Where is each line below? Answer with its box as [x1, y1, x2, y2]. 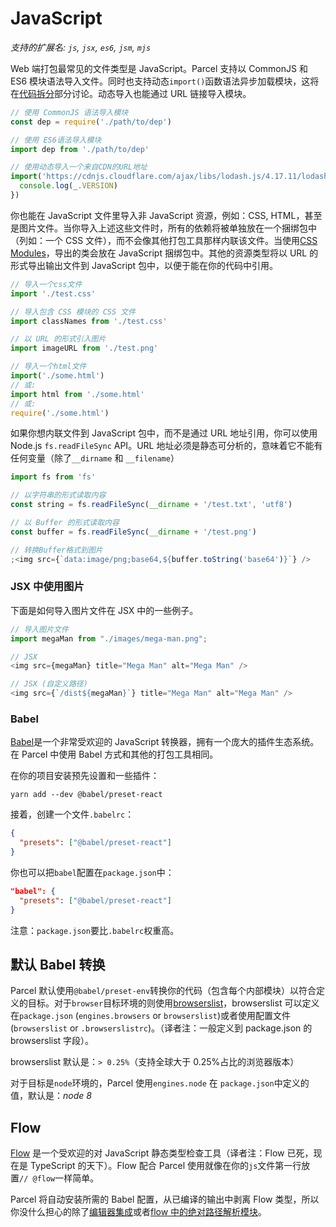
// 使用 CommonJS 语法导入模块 [10, 107, 129, 117]
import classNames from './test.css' [10, 316, 168, 326]
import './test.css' [10, 288, 97, 299]
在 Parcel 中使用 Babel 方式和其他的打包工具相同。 [10, 748, 219, 761]
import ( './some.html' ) [10, 371, 105, 381]
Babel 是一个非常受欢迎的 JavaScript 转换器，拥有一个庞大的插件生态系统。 [10, 736, 320, 748]
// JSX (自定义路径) [10, 679, 88, 689]
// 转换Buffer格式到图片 [10, 545, 103, 555]
